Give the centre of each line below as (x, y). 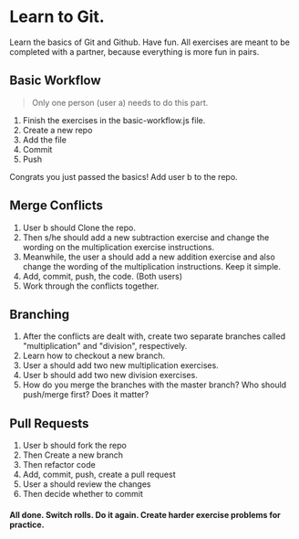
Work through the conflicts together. (91, 286)
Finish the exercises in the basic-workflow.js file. (114, 120)
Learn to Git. (57, 17)
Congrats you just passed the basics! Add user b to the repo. (124, 176)
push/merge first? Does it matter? (86, 395)
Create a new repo (57, 130)
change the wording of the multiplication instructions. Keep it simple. (151, 266)
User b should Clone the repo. (79, 227)
